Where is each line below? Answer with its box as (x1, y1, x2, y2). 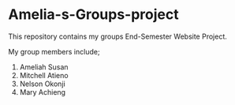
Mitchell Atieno (19, 70, 69, 80)
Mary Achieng (19, 87, 65, 96)
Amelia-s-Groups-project (8, 6, 179, 24)
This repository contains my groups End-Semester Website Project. (8, 32, 227, 41)
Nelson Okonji (19, 79, 65, 88)
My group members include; (8, 47, 100, 56)
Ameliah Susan (19, 62, 69, 72)
